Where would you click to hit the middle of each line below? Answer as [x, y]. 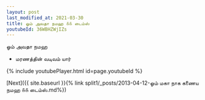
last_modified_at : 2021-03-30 [45, 18]
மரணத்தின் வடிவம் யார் [43, 59]
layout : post [23, 12]
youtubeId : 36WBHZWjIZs [37, 29]
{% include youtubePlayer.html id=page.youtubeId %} [75, 71]
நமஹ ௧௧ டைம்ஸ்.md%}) [37, 90]
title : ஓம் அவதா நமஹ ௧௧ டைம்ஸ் [48, 23]
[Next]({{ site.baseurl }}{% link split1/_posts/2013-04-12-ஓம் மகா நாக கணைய [103, 83]
